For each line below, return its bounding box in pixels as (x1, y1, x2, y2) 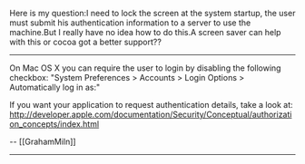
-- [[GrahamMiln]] (9, 136, 76, 147)
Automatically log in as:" (9, 82, 101, 92)
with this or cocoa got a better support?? (9, 36, 162, 47)
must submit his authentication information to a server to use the (9, 17, 251, 28)
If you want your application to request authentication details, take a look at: (9, 100, 293, 110)
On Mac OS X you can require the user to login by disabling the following (9, 63, 281, 73)
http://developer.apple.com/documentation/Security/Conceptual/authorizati (9, 109, 292, 120)
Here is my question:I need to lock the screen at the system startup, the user (9, 8, 296, 18)
